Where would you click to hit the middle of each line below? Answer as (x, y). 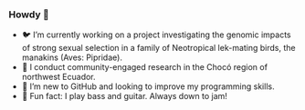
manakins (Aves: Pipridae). (72, 57)
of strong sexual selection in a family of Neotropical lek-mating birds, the (158, 48)
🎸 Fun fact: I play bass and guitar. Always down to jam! (124, 96)
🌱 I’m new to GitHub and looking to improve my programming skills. (148, 86)
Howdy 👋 (29, 15)
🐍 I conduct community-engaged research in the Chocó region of (145, 67)
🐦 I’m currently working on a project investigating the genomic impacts (156, 35)
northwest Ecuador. (59, 77)
